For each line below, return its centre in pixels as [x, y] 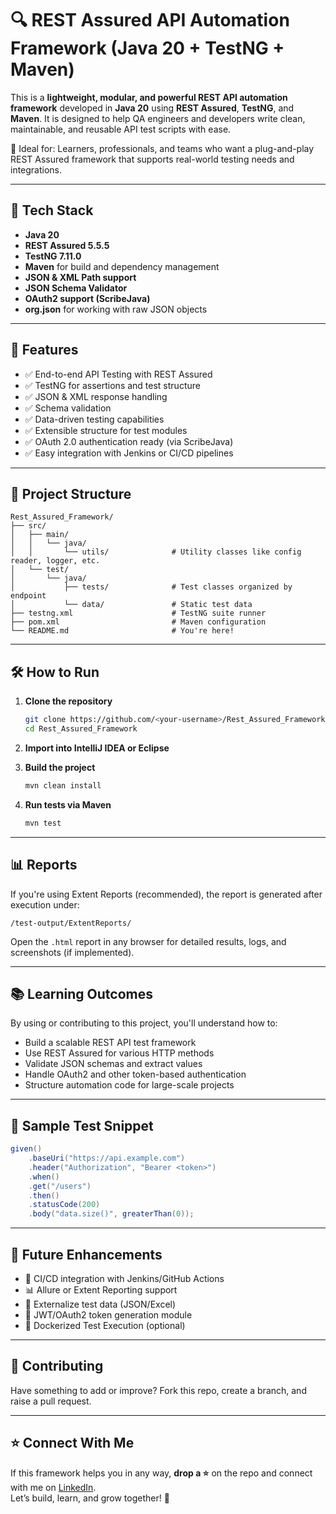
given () [26, 1149]
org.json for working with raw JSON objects [116, 309]
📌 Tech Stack [52, 210]
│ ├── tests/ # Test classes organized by [151, 587]
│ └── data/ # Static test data [131, 605]
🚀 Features [44, 350]
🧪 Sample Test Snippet [82, 1125]
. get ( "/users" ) [60, 1186]
